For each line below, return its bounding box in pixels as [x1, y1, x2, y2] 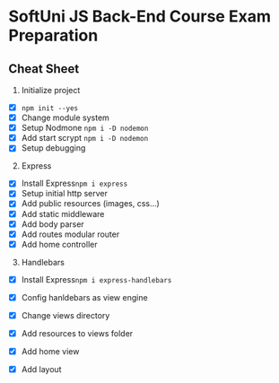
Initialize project [21, 85, 81, 95]
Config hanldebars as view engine [21, 292, 149, 302]
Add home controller [21, 239, 98, 249]
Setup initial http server [21, 188, 109, 199]
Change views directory [21, 309, 110, 320]
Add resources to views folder [21, 327, 134, 338]
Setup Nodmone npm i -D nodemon [21, 123, 149, 134]
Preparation [8, 25, 99, 46]
